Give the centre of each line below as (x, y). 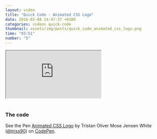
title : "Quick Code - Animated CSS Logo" (50, 15)
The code (17, 115)
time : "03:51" (20, 33)
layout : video (20, 10)
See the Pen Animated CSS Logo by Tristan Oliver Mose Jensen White (78, 126)
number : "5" (18, 39)
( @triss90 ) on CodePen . (30, 131)
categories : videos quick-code (38, 24)
